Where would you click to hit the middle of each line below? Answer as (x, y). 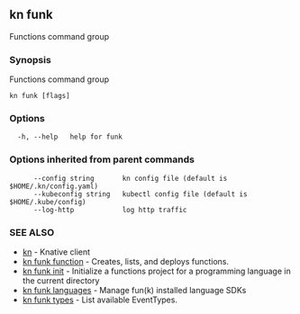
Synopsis (30, 59)
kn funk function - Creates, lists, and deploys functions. (126, 261)
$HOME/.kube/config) (48, 202)
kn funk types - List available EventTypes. (100, 300)
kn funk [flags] (40, 96)
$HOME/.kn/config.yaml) (54, 186)
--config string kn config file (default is (130, 178)
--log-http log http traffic (110, 210)
